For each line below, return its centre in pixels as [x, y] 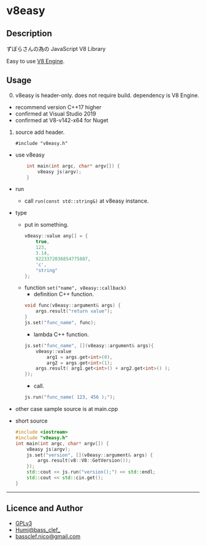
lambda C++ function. [61, 334]
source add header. [40, 132]
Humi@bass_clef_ [38, 529]
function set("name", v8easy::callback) [75, 288]
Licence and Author [45, 508]
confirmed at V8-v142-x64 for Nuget [62, 120]
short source [31, 421]
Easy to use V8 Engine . [36, 61]
